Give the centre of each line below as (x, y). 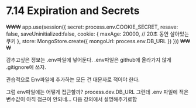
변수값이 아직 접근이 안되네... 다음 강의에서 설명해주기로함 (72, 99)
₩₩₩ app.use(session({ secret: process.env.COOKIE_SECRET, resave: (92, 27)
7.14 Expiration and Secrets (73, 11)
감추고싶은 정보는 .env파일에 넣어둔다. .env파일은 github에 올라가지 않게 (89, 60)
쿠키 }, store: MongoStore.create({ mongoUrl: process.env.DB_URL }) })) (93, 41)
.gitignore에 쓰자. (26, 67)
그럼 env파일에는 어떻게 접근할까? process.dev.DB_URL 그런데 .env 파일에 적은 (97, 92)
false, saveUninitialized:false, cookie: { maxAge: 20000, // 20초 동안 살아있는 (97, 34)
